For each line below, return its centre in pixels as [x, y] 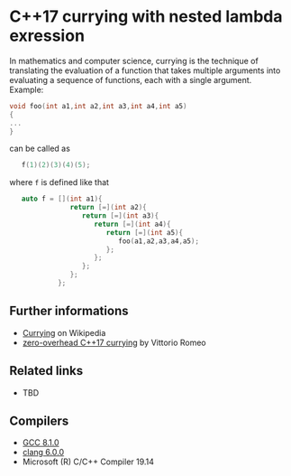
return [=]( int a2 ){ [108, 208]
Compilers [39, 420]
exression [47, 36]
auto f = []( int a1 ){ [62, 199]
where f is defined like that [59, 182]
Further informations [69, 311]
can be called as [40, 149]
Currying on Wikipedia [64, 332]
